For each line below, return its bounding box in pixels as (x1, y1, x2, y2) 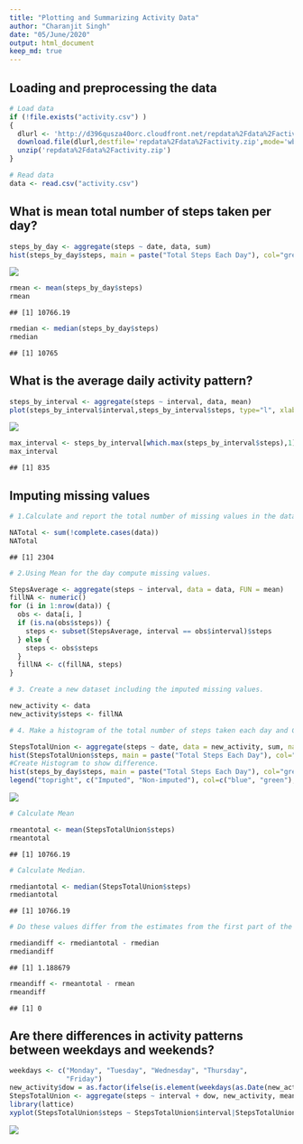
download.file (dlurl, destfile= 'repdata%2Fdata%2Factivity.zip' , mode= (17, 137, 284, 147)
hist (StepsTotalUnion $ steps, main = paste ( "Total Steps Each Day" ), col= (9, 751, 293, 760)
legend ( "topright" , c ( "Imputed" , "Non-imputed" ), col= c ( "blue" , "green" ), (9, 776, 297, 785)
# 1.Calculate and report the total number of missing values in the (9, 512, 277, 521)
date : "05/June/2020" (9, 30, 91, 39)
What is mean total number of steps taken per (9, 204, 272, 219)
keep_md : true (9, 47, 63, 56)
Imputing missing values (9, 488, 151, 503)
